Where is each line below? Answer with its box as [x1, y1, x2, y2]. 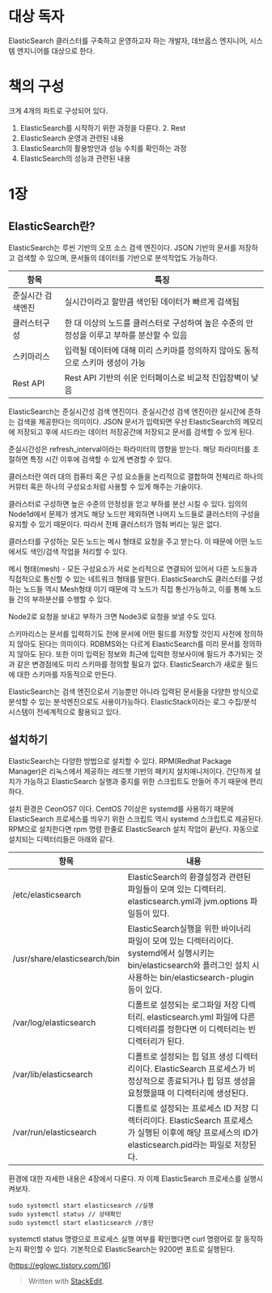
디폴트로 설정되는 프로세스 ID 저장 [127, 1102, 249, 1114]
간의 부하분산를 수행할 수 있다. [16, 594, 113, 604]
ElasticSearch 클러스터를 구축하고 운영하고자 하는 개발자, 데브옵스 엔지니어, [8, 36, 249, 45]
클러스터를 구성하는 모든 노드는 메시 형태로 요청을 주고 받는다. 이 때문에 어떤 [8, 537, 249, 546]
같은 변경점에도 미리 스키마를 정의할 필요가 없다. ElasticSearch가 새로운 [16, 659, 244, 669]
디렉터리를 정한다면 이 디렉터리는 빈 [127, 1024, 257, 1035]
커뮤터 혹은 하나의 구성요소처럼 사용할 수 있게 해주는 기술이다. [8, 481, 203, 491]
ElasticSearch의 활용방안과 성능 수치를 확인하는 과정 [19, 143, 187, 153]
